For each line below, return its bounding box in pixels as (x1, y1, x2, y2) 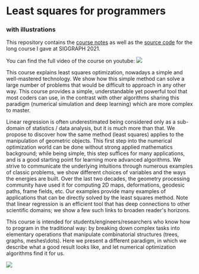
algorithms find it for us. (6, 250, 65, 257)
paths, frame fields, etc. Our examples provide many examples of (6, 188, 166, 195)
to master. (6, 107, 31, 114)
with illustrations (6, 26, 56, 34)
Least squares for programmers (6, 4, 166, 18)
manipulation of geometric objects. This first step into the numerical (6, 137, 172, 144)
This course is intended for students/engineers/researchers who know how (6, 218, 191, 225)
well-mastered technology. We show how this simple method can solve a (6, 75, 185, 83)
